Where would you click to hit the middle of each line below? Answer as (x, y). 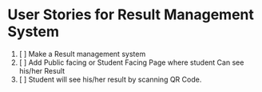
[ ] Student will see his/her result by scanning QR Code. (110, 79)
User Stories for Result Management (131, 15)
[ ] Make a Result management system (82, 54)
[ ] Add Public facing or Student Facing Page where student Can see (131, 62)
